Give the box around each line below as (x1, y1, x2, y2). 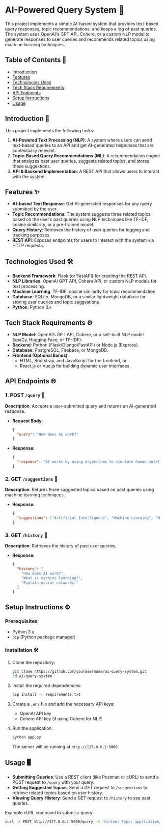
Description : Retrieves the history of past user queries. (5, 543, 117, 549)
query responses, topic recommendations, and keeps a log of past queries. (5, 26, 157, 31)
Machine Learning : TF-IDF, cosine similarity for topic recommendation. (12, 288, 157, 294)
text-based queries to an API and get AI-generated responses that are (12, 142, 154, 148)
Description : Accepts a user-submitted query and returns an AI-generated (5, 403, 156, 409)
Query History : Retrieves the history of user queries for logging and (12, 227, 150, 233)
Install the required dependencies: (12, 683, 82, 688)
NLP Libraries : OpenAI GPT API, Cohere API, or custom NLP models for (12, 278, 157, 284)
